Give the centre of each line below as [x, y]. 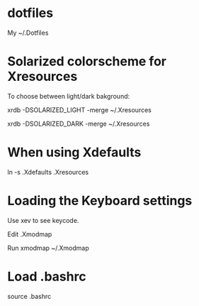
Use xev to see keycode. [43, 220]
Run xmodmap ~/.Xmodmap [49, 248]
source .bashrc [29, 296]
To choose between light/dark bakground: [69, 96]
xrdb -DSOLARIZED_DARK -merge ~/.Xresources [79, 124]
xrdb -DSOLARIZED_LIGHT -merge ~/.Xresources [80, 110]
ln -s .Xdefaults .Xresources [48, 172]
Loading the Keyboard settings [100, 201]
